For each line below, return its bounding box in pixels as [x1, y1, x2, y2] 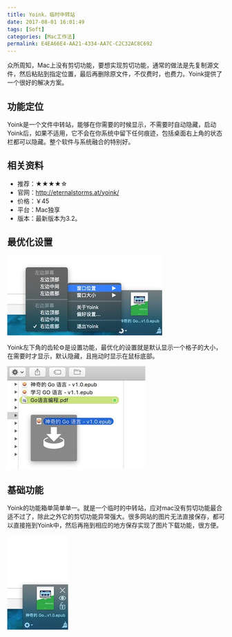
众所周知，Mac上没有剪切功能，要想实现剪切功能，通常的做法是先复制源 [7, 61, 213, 69]
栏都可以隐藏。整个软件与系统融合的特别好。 [7, 137, 135, 145]
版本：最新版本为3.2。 [17, 214, 81, 222]
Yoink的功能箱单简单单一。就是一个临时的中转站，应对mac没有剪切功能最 [7, 504, 217, 512]
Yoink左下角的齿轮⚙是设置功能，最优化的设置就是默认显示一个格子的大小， [7, 343, 222, 351]
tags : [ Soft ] [7, 26, 45, 33]
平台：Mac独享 [17, 205, 61, 214]
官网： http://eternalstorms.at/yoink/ [17, 188, 119, 197]
